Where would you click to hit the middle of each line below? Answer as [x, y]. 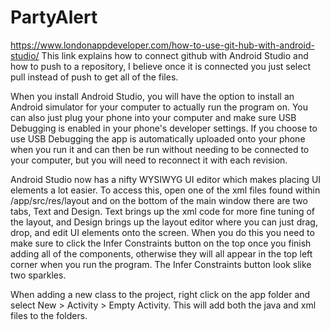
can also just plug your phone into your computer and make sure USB [153, 117]
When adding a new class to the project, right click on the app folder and [160, 294]
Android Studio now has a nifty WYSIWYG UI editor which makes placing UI [166, 179]
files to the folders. [49, 315]
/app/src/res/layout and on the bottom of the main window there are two [159, 200]
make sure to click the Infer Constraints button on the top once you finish [161, 243]
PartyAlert [54, 17]
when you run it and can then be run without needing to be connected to [160, 149]
